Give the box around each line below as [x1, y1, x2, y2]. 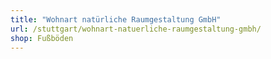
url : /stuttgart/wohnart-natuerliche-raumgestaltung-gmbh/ [10, 24, 262, 34]
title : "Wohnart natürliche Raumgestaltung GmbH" [10, 14, 222, 25]
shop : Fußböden [10, 33, 74, 43]
